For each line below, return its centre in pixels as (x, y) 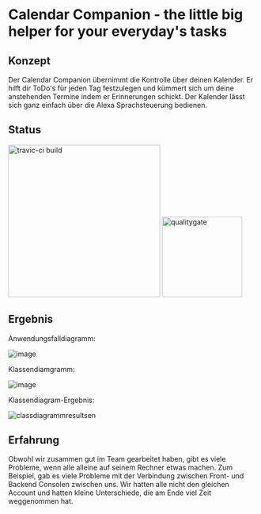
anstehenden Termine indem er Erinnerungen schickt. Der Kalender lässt (127, 96)
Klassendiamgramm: (42, 369)
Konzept (30, 61)
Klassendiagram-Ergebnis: (51, 400)
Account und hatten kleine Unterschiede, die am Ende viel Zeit (110, 493)
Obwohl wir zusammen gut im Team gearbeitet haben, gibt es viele (117, 459)
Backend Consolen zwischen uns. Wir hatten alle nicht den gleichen (119, 485)
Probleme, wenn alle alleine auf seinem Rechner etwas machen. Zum (121, 468)
